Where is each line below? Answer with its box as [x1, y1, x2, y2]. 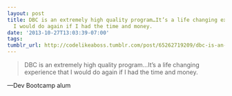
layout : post [7, 10, 45, 17]
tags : [7, 36, 23, 43]
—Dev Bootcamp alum [7, 82, 71, 89]
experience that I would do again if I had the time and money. [23, 68, 198, 76]
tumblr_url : [7, 42, 41, 49]
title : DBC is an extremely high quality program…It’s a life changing [7, 16, 217, 23]
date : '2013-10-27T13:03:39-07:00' [7, 29, 110, 36]
